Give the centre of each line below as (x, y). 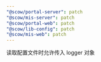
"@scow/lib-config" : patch (40, 29)
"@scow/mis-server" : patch (40, 18)
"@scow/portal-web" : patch (40, 23)
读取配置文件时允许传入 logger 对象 (51, 53)
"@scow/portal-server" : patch (45, 12)
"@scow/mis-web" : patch (37, 35)
